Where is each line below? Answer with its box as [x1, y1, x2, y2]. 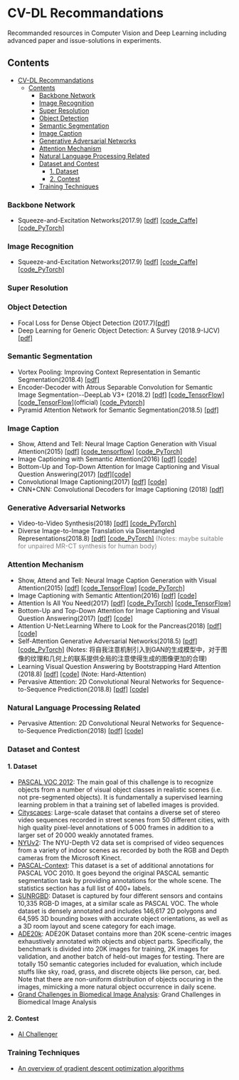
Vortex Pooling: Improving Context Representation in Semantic [17, 368, 201, 376]
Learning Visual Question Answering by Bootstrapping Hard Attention [17, 662, 221, 670]
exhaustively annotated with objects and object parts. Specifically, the [17, 937, 223, 946]
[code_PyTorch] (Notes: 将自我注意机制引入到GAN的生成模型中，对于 [17, 645, 222, 654]
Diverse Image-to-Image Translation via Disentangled [17, 527, 175, 535]
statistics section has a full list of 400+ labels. [17, 884, 152, 893]
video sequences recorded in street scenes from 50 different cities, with [17, 816, 230, 824]
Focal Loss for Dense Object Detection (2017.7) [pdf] [17, 318, 171, 327]
